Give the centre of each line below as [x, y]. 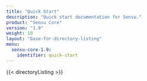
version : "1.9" [25, 28]
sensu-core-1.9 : [31, 50]
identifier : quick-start [47, 55]
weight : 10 [20, 33]
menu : [13, 45]
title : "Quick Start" [33, 11]
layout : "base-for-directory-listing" [54, 39]
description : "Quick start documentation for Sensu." [74, 17]
